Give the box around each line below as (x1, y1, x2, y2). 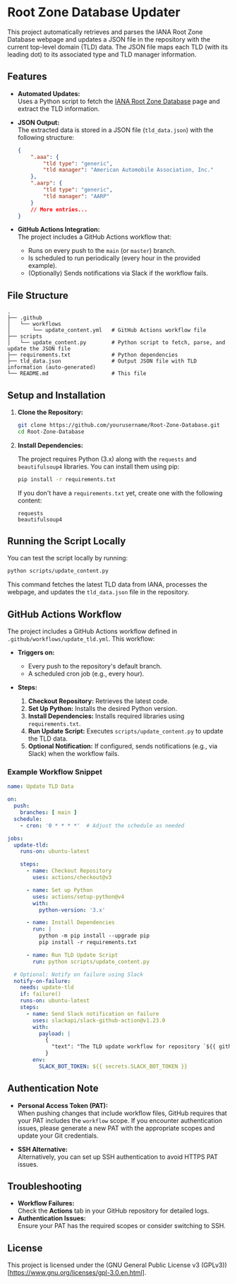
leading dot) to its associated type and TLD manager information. (7, 50, 197, 59)
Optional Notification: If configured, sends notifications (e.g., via (28, 742, 218, 750)
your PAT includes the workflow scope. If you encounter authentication (17, 1116, 222, 1124)
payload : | (38, 1030, 71, 1037)
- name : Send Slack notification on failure (25, 1010, 159, 1018)
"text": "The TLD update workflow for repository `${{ (51, 1043, 217, 1050)
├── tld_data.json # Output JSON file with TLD (7, 358, 197, 365)
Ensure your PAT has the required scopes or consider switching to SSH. (17, 1222, 226, 1230)
